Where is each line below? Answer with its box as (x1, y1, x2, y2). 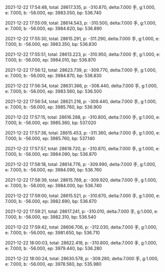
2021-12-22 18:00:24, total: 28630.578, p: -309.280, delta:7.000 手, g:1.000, (5, 256, 159, 261)
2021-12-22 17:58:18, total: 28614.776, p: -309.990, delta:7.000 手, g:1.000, (5, 162, 156, 167)
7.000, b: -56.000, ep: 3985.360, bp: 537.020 (5, 120, 97, 126)
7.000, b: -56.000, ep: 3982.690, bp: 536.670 (5, 199, 97, 204)
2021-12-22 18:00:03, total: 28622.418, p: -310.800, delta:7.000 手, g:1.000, (5, 240, 158, 245)
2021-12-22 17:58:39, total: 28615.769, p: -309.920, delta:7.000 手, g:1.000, (5, 177, 157, 183)
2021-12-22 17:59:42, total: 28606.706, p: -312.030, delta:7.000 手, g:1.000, (5, 224, 158, 230)
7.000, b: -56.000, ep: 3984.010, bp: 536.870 (5, 57, 96, 63)
